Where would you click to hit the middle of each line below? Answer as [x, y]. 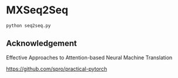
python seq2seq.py [28, 26]
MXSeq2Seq [37, 10]
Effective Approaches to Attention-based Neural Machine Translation [89, 57]
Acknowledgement [42, 43]
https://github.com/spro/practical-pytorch [57, 69]
